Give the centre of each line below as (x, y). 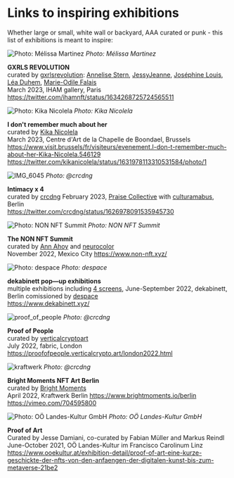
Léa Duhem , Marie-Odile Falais (52, 82)
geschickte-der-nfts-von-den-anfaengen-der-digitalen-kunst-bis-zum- (111, 460)
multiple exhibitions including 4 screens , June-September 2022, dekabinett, (117, 288)
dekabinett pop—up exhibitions (54, 281)
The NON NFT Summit (40, 239)
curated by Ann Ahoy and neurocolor (61, 246)
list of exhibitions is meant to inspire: (60, 39)
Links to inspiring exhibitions (93, 13)
